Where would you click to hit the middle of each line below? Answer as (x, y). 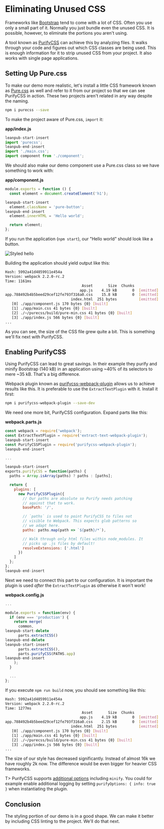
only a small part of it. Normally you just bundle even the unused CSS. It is (80, 27)
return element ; (26, 225)
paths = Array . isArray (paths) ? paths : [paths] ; (61, 476)
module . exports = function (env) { (40, 613)
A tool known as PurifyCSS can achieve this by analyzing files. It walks (76, 42)
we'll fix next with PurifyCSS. (34, 337)
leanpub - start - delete (27, 631)
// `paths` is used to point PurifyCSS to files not (78, 516)
